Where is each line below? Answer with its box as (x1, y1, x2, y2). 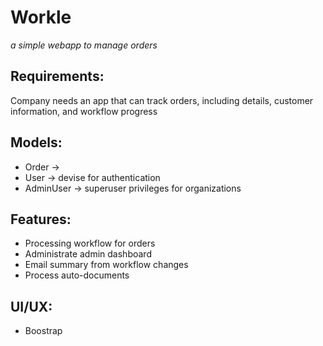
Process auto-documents (24, 269, 130, 281)
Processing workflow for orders (24, 237, 156, 250)
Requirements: (10, 68, 105, 85)
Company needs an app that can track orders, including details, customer (10, 94, 314, 106)
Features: (10, 211, 72, 228)
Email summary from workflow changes (24, 259, 189, 271)
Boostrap (24, 325, 63, 337)
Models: (10, 134, 63, 151)
